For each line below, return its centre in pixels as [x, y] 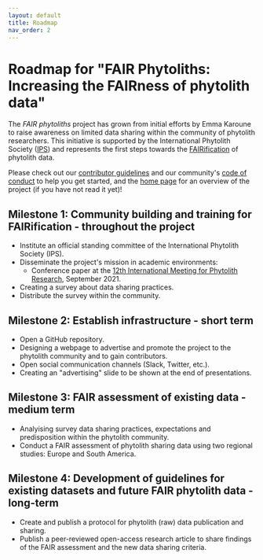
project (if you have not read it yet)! [65, 190]
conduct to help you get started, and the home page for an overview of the [129, 181]
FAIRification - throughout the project [102, 226]
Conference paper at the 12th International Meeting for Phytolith [134, 271]
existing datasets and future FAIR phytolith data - [131, 491]
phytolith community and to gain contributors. [93, 356]
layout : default [35, 15]
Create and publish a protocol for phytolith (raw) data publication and [131, 522]
